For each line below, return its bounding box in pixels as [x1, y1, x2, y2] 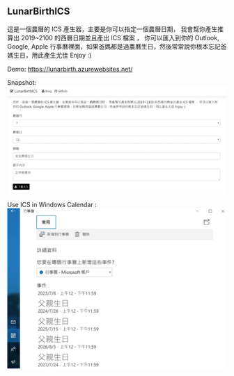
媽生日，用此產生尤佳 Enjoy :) [7, 51, 92, 59]
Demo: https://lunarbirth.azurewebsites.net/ [7, 65, 133, 73]
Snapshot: [7, 78, 37, 86]
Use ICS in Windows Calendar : [7, 201, 97, 209]
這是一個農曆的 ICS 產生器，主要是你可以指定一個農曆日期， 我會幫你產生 [7, 24, 218, 33]
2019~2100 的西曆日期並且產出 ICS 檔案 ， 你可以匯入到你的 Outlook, [20, 33, 219, 42]
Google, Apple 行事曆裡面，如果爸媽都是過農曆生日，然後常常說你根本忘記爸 [7, 42, 227, 51]
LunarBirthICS [7, 6, 70, 17]
